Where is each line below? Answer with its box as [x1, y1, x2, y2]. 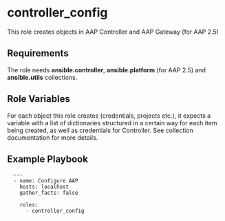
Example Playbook [7, 153, 88, 165]
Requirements [7, 48, 69, 59]
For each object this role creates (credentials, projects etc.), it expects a [7, 112, 211, 120]
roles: [19, 202, 39, 209]
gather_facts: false [19, 189, 78, 197]
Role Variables [7, 93, 70, 105]
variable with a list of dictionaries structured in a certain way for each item [7, 118, 217, 127]
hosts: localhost [19, 184, 69, 191]
